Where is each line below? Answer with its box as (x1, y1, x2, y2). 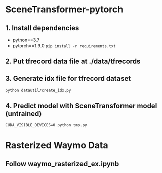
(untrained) (5, 109, 42, 118)
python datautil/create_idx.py (5, 88, 71, 93)
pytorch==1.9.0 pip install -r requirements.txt (12, 42, 116, 49)
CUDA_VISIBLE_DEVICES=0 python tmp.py (5, 123, 87, 128)
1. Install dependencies (5, 24, 79, 32)
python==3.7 (12, 37, 40, 43)
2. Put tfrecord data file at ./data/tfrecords (5, 57, 141, 66)
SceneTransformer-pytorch (5, 4, 124, 15)
